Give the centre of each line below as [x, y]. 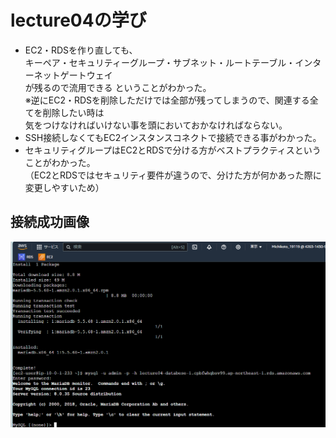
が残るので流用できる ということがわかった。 [118, 87]
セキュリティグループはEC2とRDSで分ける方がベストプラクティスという [173, 150]
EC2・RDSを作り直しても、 [81, 50]
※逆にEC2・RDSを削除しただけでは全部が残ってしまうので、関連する [167, 100]
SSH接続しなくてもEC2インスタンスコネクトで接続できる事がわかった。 [171, 137]
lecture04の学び [78, 20]
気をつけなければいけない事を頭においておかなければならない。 [153, 125]
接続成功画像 [50, 222]
